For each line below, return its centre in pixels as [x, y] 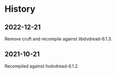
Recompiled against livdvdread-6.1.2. [42, 66]
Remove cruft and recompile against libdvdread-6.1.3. [58, 39]
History [20, 9]
